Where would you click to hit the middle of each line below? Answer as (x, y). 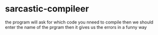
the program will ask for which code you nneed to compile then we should (79, 22)
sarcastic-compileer (47, 9)
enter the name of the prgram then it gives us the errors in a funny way (76, 27)
